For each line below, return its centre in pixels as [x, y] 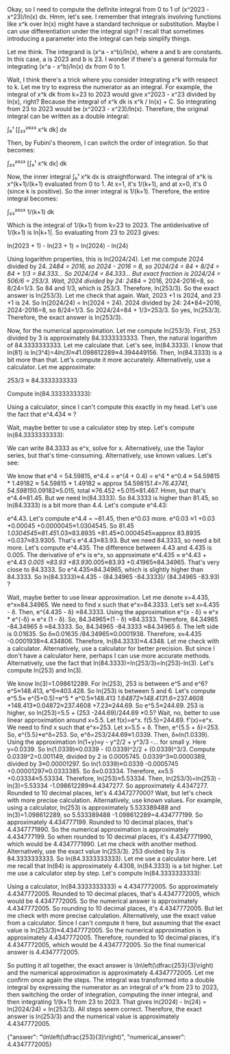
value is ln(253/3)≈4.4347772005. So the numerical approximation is [104, 930]
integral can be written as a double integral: [68, 116]
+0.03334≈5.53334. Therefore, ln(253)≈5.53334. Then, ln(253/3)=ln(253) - [114, 778]
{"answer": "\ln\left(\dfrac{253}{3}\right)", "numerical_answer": [97, 1037]
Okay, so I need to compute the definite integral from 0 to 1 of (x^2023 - [108, 9]
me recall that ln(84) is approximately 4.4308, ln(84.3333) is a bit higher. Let [115, 866]
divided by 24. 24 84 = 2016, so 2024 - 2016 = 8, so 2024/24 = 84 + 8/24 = [113, 266]
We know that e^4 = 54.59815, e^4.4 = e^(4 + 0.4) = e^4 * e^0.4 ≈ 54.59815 [114, 476]
